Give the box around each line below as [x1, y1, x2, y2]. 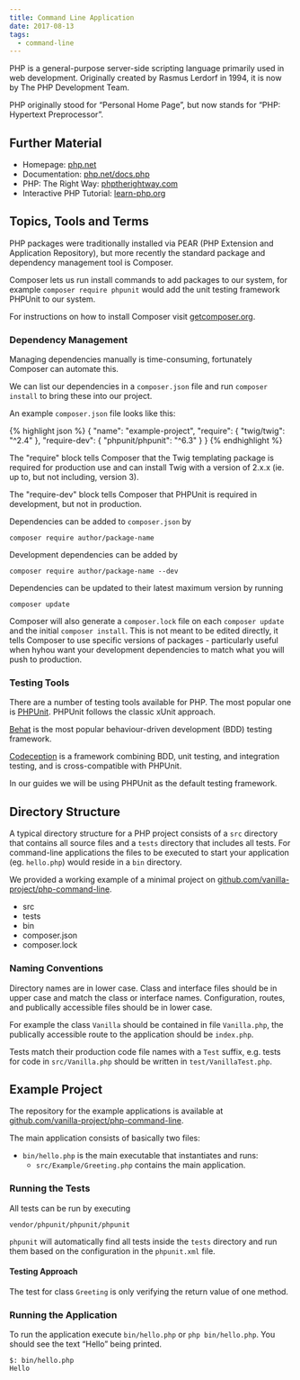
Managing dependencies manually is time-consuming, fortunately [9, 354, 253, 365]
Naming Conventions [9, 962, 104, 975]
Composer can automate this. [9, 364, 119, 375]
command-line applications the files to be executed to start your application [9, 848, 290, 858]
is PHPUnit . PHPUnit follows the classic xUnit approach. [9, 706, 216, 717]
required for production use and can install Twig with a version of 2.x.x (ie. [9, 462, 285, 473]
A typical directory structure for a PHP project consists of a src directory [9, 828, 278, 839]
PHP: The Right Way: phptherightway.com [22, 178, 178, 189]
